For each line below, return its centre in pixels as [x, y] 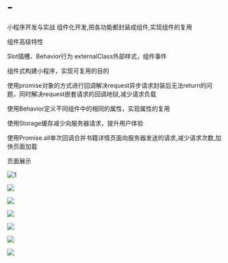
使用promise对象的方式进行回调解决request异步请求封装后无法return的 [107, 85]
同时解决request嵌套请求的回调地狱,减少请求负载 [88, 94]
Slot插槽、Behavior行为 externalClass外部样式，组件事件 [87, 56]
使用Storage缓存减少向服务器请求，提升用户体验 [75, 123]
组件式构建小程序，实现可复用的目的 [58, 71]
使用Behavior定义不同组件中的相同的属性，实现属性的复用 [89, 108]
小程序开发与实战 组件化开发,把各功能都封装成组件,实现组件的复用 [100, 27]
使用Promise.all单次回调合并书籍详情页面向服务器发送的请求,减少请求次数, [111, 137]
